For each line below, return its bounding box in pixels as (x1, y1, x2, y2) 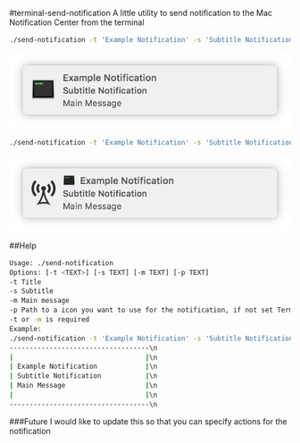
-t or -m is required (9, 315, 90, 324)
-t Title (9, 277, 42, 287)
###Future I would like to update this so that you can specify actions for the (9, 415, 287, 427)
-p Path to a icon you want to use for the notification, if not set (9, 305, 274, 315)
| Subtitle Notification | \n (9, 372, 158, 380)
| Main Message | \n (9, 381, 158, 390)
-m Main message (9, 297, 70, 305)
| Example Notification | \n (9, 362, 158, 372)
